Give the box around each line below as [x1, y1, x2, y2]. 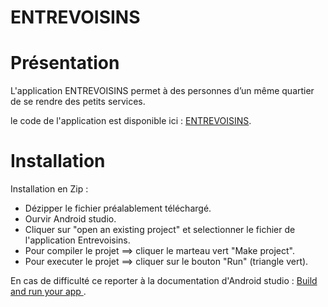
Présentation [10, 52, 120, 75]
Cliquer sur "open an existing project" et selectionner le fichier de [24, 224, 296, 236]
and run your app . [10, 286, 87, 298]
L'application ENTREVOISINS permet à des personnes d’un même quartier [10, 85, 315, 97]
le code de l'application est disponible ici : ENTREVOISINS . [10, 115, 252, 127]
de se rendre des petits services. [10, 96, 146, 108]
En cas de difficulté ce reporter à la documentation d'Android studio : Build [10, 275, 318, 287]
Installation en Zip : [10, 183, 89, 195]
